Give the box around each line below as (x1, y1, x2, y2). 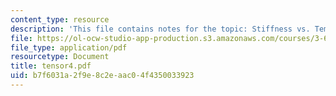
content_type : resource (10, 14, 110, 25)
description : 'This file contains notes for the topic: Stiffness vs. (10, 24, 311, 34)
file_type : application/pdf (10, 42, 128, 53)
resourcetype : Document (10, 52, 110, 62)
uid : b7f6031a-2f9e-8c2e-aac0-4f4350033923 (10, 71, 195, 81)
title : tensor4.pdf (10, 61, 92, 71)
